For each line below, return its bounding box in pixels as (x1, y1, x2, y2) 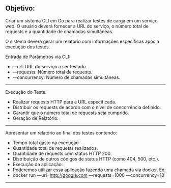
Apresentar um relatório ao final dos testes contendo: (5, 129, 117, 136)
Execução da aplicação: (12, 161, 63, 167)
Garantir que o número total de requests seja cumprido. (12, 110, 129, 116)
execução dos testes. (5, 43, 50, 50)
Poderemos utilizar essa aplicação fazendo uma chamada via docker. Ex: (12, 167, 166, 173)
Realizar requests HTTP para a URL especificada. (12, 99, 117, 105)
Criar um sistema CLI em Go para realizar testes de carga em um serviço (5, 17, 158, 23)
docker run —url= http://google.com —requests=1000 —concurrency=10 (12, 172, 164, 178)
